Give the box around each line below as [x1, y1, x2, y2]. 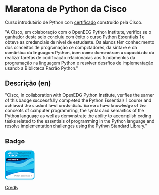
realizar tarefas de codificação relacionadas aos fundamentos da [5, 54, 135, 60]
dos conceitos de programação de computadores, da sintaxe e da [5, 44, 137, 50]
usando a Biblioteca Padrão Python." [5, 65, 79, 71]
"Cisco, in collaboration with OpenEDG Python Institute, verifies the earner [5, 92, 154, 98]
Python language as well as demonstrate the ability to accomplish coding [5, 113, 152, 119]
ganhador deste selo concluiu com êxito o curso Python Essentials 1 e [5, 34, 145, 40]
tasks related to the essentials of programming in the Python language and [5, 118, 155, 124]
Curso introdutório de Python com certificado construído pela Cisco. [5, 19, 142, 25]
